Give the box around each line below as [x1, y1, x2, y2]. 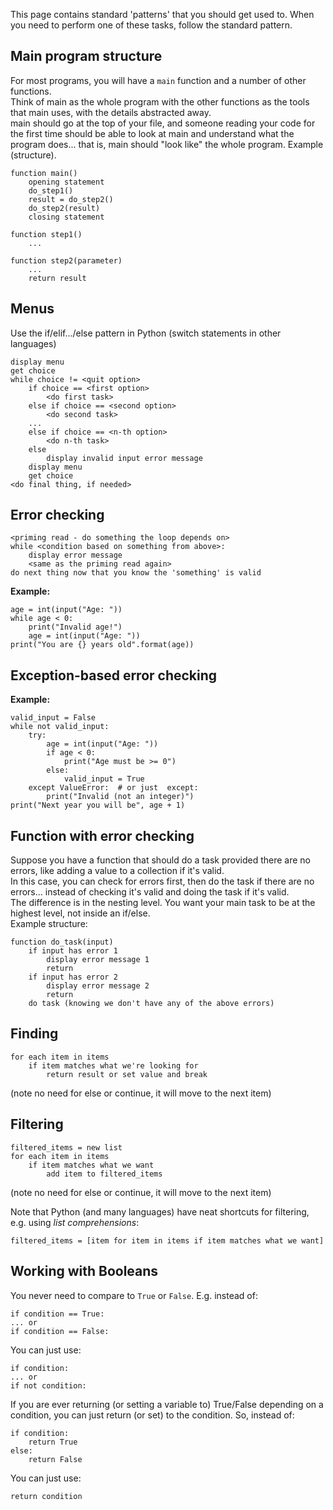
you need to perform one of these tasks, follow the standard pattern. [10, 19, 293, 31]
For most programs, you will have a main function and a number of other [10, 74, 307, 86]
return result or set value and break [46, 1069, 208, 1079]
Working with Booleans [10, 1263, 159, 1280]
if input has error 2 [28, 972, 118, 983]
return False [28, 1454, 83, 1464]
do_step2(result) [28, 203, 101, 213]
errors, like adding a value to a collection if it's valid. [10, 865, 225, 877]
